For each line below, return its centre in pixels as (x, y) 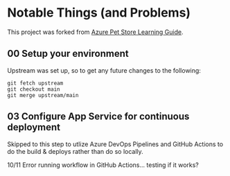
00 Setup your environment (68, 54)
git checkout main (34, 89)
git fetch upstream (35, 83)
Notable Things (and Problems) (99, 13)
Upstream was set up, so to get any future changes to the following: (104, 70)
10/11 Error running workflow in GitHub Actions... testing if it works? (103, 165)
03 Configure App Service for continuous (98, 117)
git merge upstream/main (43, 95)
